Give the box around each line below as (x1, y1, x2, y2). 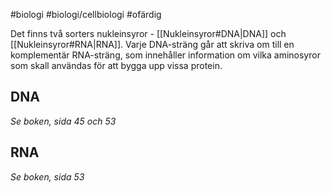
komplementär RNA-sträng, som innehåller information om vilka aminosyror (10, 49, 321, 61)
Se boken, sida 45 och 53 (10, 115, 117, 127)
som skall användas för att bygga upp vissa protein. (10, 60, 223, 71)
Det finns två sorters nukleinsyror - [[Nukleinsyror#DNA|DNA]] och (10, 28, 287, 39)
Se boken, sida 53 (10, 170, 85, 183)
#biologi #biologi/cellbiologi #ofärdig (10, 9, 162, 20)
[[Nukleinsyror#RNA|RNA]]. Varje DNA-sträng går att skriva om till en (10, 39, 295, 50)
